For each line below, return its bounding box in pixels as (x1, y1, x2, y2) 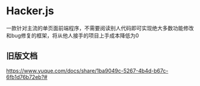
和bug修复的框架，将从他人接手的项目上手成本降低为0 (6, 31, 139, 39)
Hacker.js (6, 4, 55, 18)
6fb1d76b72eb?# (6, 73, 48, 81)
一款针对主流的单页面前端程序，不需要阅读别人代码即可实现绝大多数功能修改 (6, 24, 194, 31)
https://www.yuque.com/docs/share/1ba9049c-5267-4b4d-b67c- (6, 67, 168, 74)
